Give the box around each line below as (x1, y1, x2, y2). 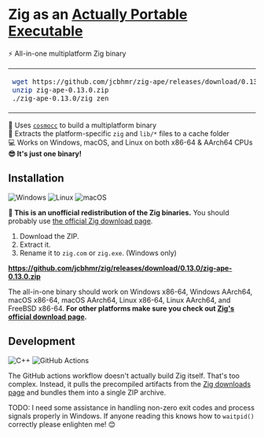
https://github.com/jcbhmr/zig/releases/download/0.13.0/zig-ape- (8, 263, 233, 273)
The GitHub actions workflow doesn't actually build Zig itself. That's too (8, 371, 240, 380)
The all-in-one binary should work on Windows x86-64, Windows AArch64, (8, 287, 253, 296)
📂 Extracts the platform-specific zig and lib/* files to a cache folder (8, 128, 230, 138)
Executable (8, 22, 83, 40)
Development (8, 335, 76, 348)
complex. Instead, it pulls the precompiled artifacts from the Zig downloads (8, 379, 251, 388)
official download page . (8, 312, 87, 321)
